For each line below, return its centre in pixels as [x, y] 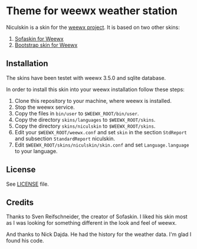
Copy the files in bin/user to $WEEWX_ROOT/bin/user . [77, 113]
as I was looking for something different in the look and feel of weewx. [91, 223]
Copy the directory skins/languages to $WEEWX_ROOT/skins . [85, 119]
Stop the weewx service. [45, 107]
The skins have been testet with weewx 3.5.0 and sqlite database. [86, 77]
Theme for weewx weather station [92, 11]
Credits [20, 202]
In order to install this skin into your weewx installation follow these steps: [95, 89]
